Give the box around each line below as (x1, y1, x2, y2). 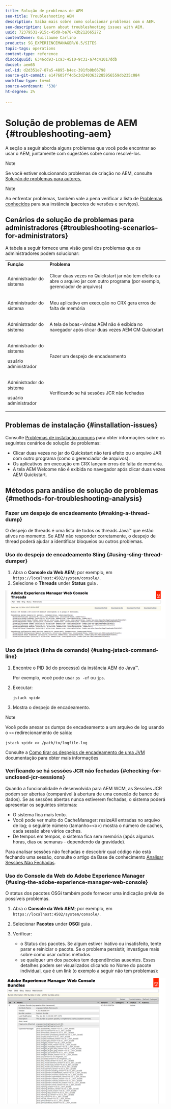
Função (7, 261, 24, 268)
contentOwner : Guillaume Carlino (5, 35, 76, 40)
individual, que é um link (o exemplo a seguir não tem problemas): (20, 968, 159, 974)
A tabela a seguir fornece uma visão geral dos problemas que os (5, 245, 141, 251)
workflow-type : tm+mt (5, 78, 51, 84)
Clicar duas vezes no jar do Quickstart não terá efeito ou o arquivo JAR (12, 450, 162, 456)
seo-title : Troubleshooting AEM (5, 13, 74, 19)
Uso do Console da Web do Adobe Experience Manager (5, 872, 145, 879)
